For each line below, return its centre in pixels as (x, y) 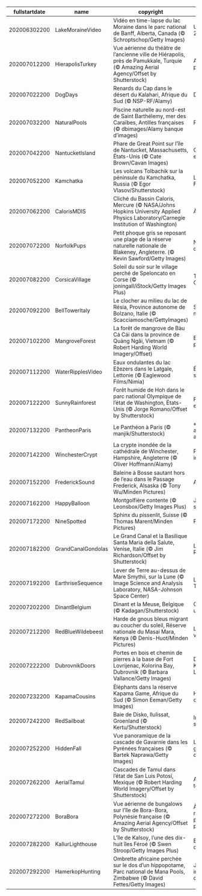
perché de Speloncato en (144, 273)
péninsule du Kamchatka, (145, 177)
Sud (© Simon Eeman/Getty (148, 700)
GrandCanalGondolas (81, 549)
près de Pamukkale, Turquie (148, 61)
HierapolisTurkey (76, 64)
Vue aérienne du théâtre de (147, 48)
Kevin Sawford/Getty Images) (150, 258)
